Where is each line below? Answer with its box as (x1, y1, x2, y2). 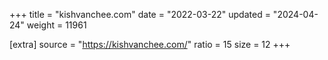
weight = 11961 (26, 19, 87, 31)
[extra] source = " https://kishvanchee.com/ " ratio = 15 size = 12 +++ (9, 39, 291, 50)
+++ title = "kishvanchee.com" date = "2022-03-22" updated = (9, 9, 271, 20)
